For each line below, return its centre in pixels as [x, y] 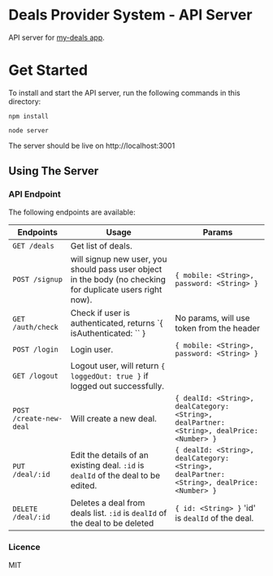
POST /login [36, 349]
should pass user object [116, 269]
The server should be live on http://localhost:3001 [92, 145]
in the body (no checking [118, 279]
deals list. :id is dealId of [119, 513]
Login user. [92, 349]
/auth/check [36, 327]
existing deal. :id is [107, 465]
